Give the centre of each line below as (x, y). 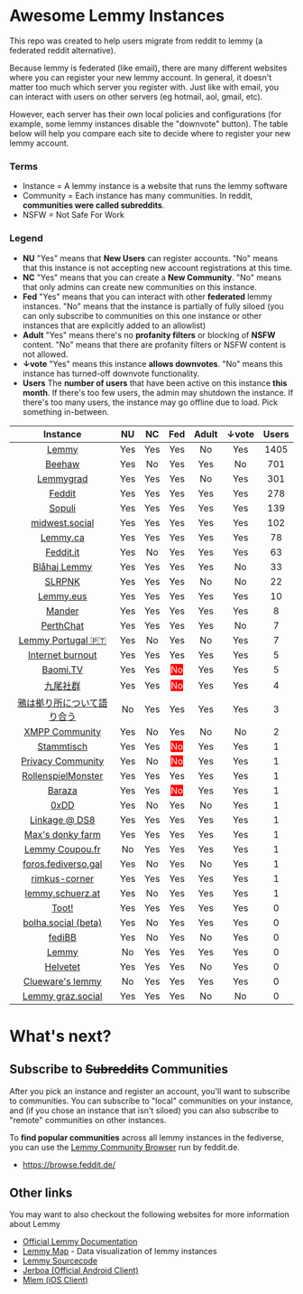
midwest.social (63, 522)
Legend (26, 239)
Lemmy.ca (62, 537)
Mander (63, 611)
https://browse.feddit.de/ (69, 1164)
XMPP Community (63, 731)
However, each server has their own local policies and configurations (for (146, 114)
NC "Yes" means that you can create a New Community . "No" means (152, 277)
